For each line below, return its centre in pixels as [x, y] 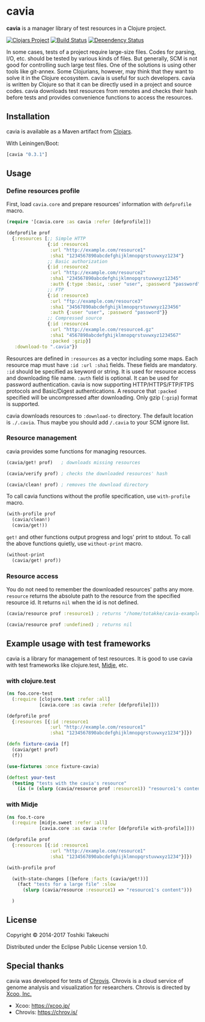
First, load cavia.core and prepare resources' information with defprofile [99, 204]
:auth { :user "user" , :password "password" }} [109, 313]
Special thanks [35, 966]
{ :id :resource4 [68, 324]
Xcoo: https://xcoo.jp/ [42, 1005]
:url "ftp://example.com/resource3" [96, 301]
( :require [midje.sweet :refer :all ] [60, 823]
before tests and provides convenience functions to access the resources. [100, 97]
